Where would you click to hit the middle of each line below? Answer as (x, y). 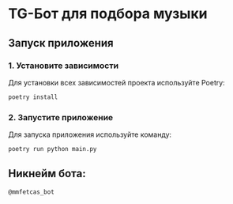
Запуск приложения (61, 43)
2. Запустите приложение (61, 117)
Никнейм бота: (47, 174)
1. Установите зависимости (64, 66)
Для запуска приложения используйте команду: (90, 134)
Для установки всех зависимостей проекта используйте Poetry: (116, 82)
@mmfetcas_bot (32, 192)
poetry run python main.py (53, 149)
